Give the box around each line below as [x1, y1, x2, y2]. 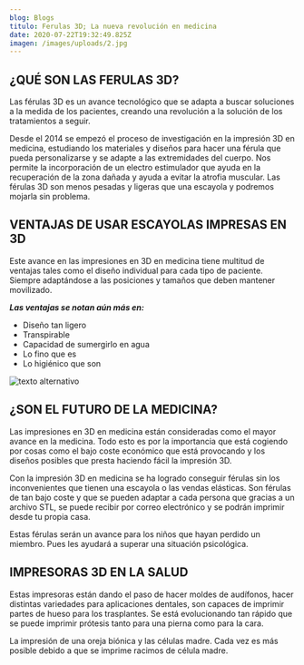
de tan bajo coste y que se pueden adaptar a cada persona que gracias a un [9, 492, 295, 503]
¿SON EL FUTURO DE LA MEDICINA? [9, 402, 218, 417]
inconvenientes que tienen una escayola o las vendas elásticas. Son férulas [9, 482, 292, 493]
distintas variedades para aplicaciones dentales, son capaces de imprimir [9, 598, 285, 609]
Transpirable [22, 328, 71, 340]
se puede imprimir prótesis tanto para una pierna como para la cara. [9, 618, 264, 629]
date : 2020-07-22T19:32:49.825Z [9, 30, 132, 39]
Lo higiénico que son [22, 357, 102, 368]
